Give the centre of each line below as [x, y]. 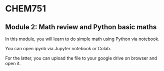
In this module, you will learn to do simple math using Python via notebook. [82, 39]
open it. [13, 63]
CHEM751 [26, 9]
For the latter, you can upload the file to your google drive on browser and [81, 58]
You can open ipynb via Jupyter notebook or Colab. [58, 48]
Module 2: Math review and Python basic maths [81, 27]
